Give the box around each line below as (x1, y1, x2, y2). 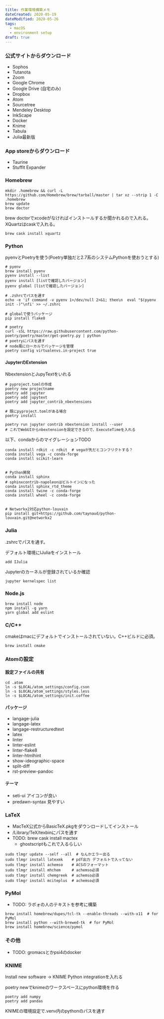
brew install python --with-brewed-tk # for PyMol (5, 920, 114, 925)
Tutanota (12, 69, 31, 75)
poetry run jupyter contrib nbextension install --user (5, 422, 123, 427)
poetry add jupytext (5, 395, 48, 400)
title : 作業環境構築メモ (5, 7, 51, 12)
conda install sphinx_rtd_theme (5, 484, 72, 489)
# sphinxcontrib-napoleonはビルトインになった (5, 480, 96, 485)
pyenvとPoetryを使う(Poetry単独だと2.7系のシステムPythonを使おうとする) (5, 254, 160, 261)
